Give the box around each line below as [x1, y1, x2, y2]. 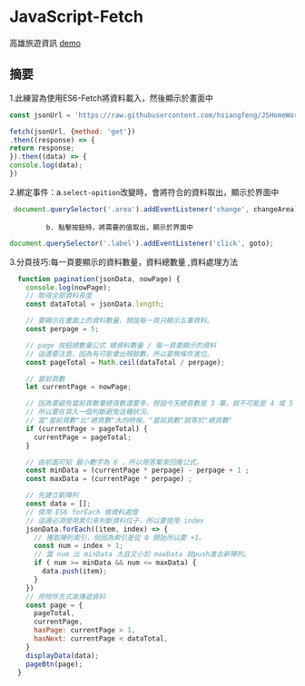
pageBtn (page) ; [25, 660, 84, 669]
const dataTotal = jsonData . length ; [25, 299, 165, 309]
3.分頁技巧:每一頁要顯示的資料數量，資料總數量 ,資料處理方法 [9, 256, 239, 267]
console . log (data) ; [9, 161, 84, 170]
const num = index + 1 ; [33, 542, 124, 551]
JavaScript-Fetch [9, 6, 143, 27]
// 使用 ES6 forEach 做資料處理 [25, 507, 139, 516]
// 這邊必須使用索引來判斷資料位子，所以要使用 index [25, 515, 204, 525]
